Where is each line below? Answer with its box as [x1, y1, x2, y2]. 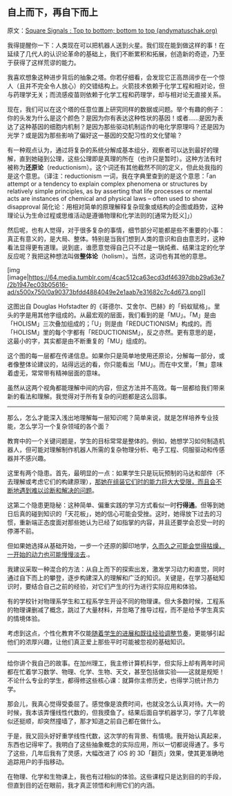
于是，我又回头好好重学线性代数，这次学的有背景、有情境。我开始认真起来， [7, 732, 225, 740]
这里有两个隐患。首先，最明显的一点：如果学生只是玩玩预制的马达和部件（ [7, 468, 219, 477]
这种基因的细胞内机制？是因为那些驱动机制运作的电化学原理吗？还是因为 [19, 122, 225, 130]
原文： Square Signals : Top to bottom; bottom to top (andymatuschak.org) [7, 26, 217, 35]
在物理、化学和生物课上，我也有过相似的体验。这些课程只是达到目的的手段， [7, 772, 225, 781]
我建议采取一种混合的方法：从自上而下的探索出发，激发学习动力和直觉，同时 [7, 565, 225, 573]
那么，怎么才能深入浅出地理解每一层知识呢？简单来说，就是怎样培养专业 [7, 413, 213, 421]
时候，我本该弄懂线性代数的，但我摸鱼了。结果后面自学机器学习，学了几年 [7, 708, 219, 716]
